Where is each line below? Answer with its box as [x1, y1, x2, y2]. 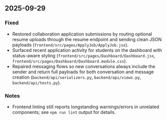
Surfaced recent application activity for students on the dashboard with [12, 47, 162, 53]
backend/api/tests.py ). [12, 79, 62, 85]
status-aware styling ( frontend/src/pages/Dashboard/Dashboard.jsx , [12, 52, 156, 58]
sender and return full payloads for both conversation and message [12, 69, 154, 75]
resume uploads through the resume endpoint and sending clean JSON [12, 36, 162, 42]
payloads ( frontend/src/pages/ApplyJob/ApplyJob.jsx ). [12, 42, 129, 48]
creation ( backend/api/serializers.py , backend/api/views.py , [12, 74, 142, 80]
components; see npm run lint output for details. [12, 109, 116, 115]
